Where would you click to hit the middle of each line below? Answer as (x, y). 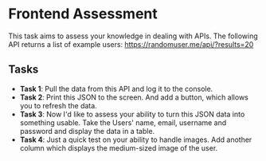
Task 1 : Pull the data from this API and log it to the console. (116, 88)
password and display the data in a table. (87, 131)
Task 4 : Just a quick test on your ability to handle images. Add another (136, 139)
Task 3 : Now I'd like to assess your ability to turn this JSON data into (132, 114)
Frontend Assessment (83, 14)
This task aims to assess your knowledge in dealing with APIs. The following (133, 36)
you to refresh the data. (58, 105)
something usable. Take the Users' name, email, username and (123, 122)
